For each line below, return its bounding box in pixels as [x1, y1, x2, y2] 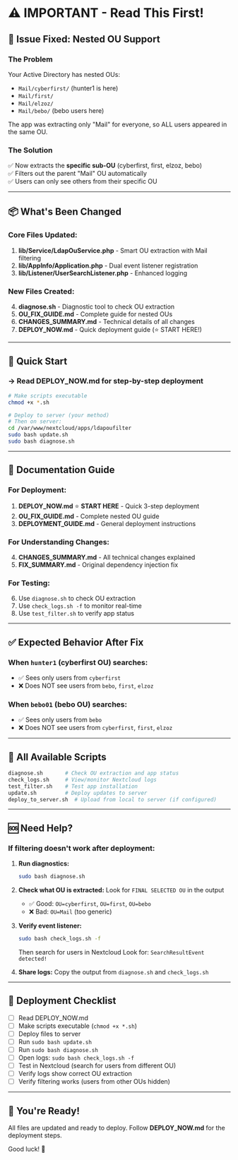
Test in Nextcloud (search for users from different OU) [18, 1061, 176, 1070]
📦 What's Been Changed [8, 205, 122, 217]
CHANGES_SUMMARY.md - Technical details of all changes [18, 318, 195, 326]
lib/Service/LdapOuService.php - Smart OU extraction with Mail [18, 246, 208, 255]
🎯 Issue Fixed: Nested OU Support [8, 33, 161, 45]
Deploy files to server [18, 1029, 81, 1038]
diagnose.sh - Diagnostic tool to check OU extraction [18, 302, 175, 311]
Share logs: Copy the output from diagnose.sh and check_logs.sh [18, 967, 209, 976]
